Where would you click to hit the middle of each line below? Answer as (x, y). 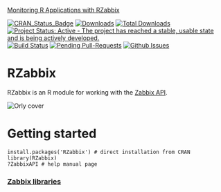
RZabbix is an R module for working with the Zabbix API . (87, 92)
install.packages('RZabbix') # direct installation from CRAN (99, 152)
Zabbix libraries (34, 181)
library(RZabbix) (32, 158)
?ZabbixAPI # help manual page (52, 164)
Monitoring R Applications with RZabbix (63, 10)
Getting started (52, 134)
